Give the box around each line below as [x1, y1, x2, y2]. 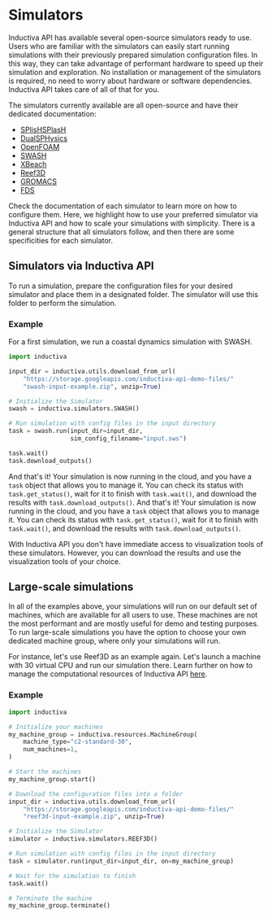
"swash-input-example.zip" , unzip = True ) [23, 382, 162, 391]
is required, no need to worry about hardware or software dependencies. [8, 76, 253, 85]
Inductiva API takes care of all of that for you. [8, 84, 160, 94]
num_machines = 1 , [23, 745, 79, 754]
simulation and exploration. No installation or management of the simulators [8, 67, 261, 76]
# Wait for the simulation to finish [8, 872, 136, 880]
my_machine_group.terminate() [8, 902, 111, 910]
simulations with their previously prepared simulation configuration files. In [8, 50, 258, 59]
